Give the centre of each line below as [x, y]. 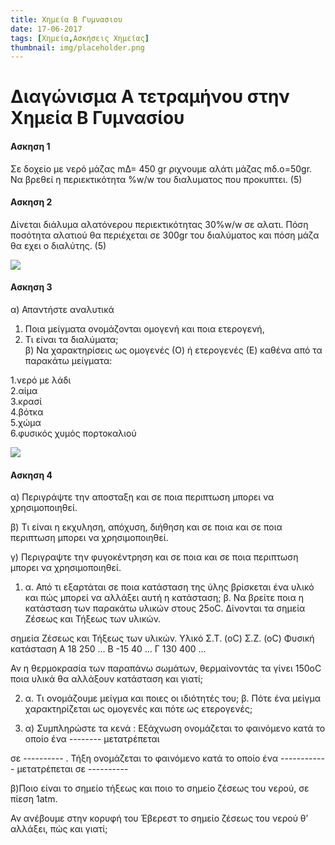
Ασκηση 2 [31, 202]
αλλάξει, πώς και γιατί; [59, 829]
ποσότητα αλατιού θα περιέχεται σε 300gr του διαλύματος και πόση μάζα [165, 235]
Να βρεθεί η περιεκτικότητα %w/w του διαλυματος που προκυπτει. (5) [156, 179]
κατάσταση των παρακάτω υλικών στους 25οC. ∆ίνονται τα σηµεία [165, 608]
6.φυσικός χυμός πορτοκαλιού [73, 433]
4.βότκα [27, 412]
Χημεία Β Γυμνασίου [97, 118]
